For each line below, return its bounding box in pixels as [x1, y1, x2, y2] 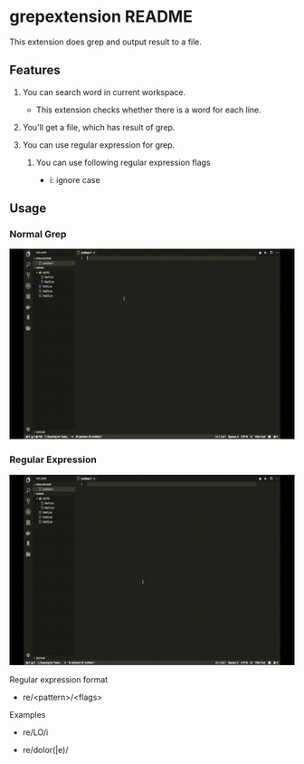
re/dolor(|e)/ [22, 744, 69, 755]
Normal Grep [9, 228, 67, 241]
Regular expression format [9, 673, 109, 685]
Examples [9, 709, 46, 720]
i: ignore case [49, 174, 101, 185]
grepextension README [9, 6, 193, 27]
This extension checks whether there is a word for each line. [35, 104, 262, 115]
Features [9, 63, 61, 78]
